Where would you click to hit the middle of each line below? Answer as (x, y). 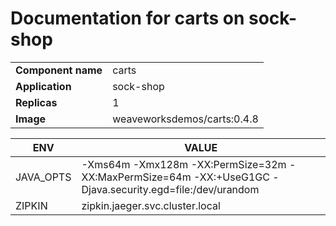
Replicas (36, 102)
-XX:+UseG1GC (231, 177)
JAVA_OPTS (43, 177)
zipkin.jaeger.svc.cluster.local (151, 205)
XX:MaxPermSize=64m (136, 177)
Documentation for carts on (127, 18)
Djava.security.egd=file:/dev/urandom (170, 189)
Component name (59, 70)
